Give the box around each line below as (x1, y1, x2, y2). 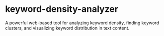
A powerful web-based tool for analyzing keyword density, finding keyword (5, 20, 160, 26)
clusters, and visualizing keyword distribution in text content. (5, 25, 130, 31)
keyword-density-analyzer (5, 3, 118, 15)
